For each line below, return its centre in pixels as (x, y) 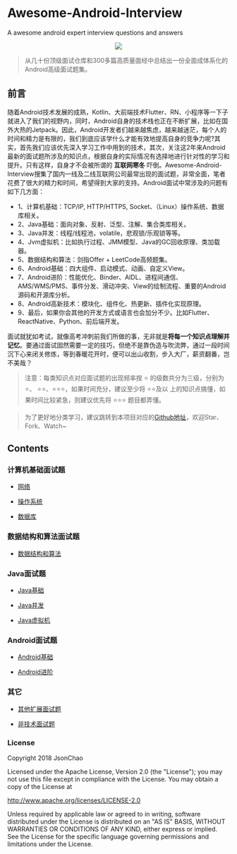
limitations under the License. (50, 844)
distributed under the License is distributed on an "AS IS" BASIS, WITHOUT (116, 822)
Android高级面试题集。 (58, 69)
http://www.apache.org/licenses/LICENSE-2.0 (74, 800)
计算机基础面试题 (36, 470)
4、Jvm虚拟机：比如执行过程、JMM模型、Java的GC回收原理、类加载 (119, 242)
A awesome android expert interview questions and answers (95, 32)
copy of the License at (40, 786)
